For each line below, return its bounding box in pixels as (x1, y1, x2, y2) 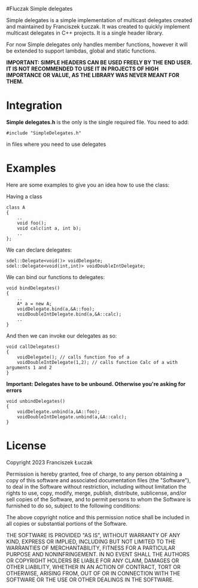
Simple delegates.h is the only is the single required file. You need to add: (6, 118, 190, 125)
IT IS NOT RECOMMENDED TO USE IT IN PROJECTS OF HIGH (6, 65, 159, 72)
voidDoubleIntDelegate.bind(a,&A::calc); (17, 311, 121, 317)
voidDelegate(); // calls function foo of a (17, 354, 130, 360)
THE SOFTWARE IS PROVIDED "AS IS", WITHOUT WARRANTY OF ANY (6, 531, 181, 538)
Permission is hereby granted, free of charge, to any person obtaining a (6, 470, 182, 477)
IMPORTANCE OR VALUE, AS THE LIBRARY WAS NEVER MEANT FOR (6, 72, 179, 78)
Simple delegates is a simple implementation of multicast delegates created (6, 17, 193, 23)
